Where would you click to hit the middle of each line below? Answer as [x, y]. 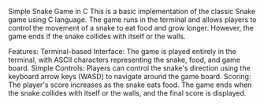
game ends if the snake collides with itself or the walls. [97, 36]
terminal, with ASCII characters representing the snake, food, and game [124, 60]
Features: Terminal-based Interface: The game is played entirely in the [122, 51]
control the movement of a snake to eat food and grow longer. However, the [131, 28]
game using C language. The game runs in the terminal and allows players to [132, 20]
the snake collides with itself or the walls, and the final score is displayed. [127, 93]
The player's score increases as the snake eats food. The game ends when [130, 85]
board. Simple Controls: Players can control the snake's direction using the [129, 68]
